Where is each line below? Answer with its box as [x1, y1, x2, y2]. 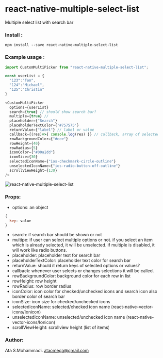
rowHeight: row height [12, 278, 57, 284]
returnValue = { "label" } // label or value [9, 128, 95, 132]
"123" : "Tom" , [9, 78, 36, 83]
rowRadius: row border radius [12, 283, 72, 289]
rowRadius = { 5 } [9, 146, 38, 150]
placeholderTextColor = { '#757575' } [9, 123, 79, 128]
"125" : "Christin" [9, 87, 45, 92]
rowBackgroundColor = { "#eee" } [9, 136, 68, 141]
